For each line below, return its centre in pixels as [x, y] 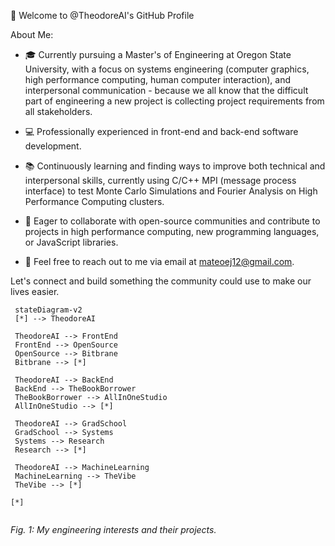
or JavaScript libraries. [71, 242]
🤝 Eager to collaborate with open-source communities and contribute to [172, 221]
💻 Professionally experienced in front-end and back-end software [161, 131]
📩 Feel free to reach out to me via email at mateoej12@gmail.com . [159, 261]
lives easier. [35, 291]
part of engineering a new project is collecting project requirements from [174, 101]
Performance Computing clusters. [94, 201]
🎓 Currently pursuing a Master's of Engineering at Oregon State [158, 54]
